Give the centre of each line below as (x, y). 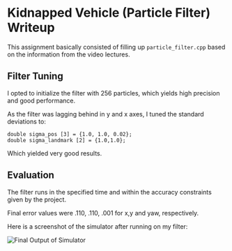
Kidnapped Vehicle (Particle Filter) (109, 13)
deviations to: (27, 121)
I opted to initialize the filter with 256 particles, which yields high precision (114, 93)
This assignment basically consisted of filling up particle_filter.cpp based (116, 47)
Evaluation (31, 175)
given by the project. (37, 199)
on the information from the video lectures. (69, 54)
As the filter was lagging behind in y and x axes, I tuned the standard (106, 114)
